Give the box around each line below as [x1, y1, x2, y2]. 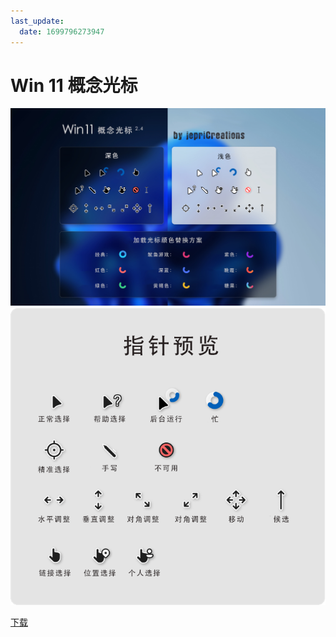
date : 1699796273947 [19, 26, 105, 37]
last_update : [10, 16, 65, 26]
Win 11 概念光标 [10, 74, 138, 97]
